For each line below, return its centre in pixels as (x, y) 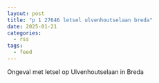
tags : (15, 46)
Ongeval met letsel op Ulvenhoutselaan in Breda (75, 72)
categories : (24, 33)
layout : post (26, 13)
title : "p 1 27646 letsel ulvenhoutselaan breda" (80, 20)
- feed (23, 53)
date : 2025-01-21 (32, 26)
